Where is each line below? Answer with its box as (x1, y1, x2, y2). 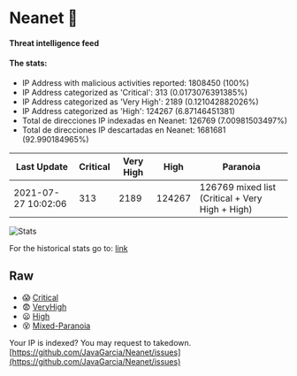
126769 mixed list (199, 180, 277, 193)
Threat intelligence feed (9, 37, 100, 48)
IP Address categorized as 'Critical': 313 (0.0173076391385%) (21, 87, 248, 97)
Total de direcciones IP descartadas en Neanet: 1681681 (21, 124, 226, 135)
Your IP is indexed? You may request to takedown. (9, 337, 192, 348)
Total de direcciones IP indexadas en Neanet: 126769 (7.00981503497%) (21, 115, 287, 126)
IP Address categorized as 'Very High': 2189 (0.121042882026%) (21, 96, 259, 107)
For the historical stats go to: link (9, 242, 128, 253)
